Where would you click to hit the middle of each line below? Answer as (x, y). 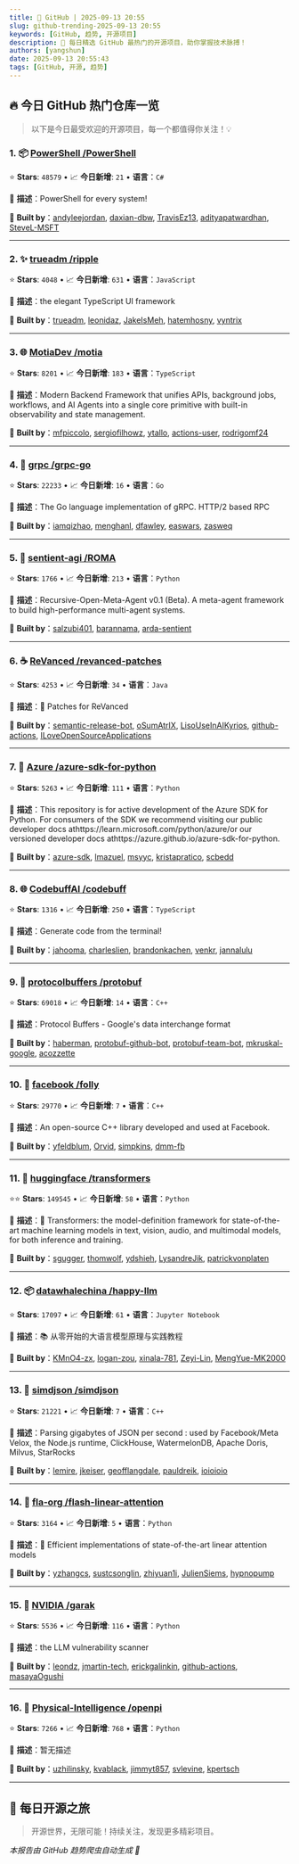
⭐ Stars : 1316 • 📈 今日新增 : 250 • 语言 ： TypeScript (103, 910)
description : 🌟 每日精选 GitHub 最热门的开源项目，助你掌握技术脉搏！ (128, 42)
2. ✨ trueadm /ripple (54, 259)
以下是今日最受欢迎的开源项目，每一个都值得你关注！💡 (131, 128)
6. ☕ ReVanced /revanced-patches (85, 661)
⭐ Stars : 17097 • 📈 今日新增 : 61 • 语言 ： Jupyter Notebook (114, 1315)
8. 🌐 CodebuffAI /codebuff (68, 888)
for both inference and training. (66, 1240)
